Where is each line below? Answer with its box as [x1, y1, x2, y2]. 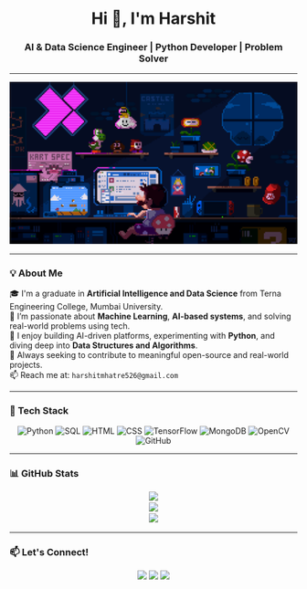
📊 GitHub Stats [9, 467, 79, 479]
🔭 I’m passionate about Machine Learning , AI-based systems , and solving [9, 310, 291, 322]
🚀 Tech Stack [9, 405, 69, 417]
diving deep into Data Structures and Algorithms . [9, 340, 198, 351]
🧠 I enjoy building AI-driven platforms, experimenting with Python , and [9, 331, 276, 342]
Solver [138, 52, 169, 65]
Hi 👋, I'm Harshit [90, 8, 217, 29]
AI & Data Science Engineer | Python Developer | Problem [24, 41, 283, 54]
